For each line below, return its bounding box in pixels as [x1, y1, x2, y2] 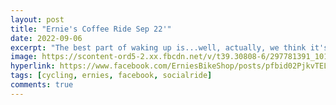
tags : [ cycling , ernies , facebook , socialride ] [10, 71, 213, 81]
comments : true [10, 80, 74, 90]
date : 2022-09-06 [10, 33, 83, 43]
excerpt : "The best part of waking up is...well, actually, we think [10, 42, 307, 53]
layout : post [10, 14, 65, 25]
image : [10, 52, 38, 62]
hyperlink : [10, 61, 56, 71]
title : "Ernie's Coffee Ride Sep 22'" [10, 24, 172, 34]
